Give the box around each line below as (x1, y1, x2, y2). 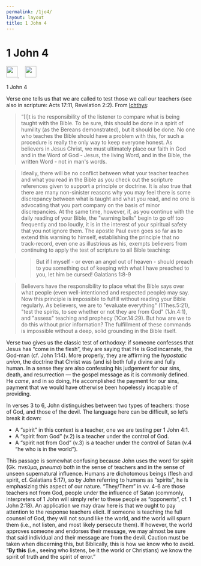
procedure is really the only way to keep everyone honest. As (20, 139, 173, 146)
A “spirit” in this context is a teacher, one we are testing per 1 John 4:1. (14, 426, 190, 434)
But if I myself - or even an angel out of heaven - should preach (35, 258, 193, 266)
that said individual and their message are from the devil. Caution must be (6, 534, 189, 541)
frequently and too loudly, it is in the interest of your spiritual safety (20, 221, 187, 228)
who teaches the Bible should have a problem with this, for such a (20, 132, 184, 140)
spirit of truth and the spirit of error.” (6, 553, 96, 561)
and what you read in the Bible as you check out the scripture (20, 176, 173, 184)
